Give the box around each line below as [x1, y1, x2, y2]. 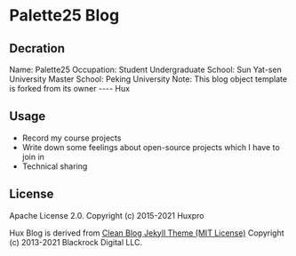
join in [21, 151, 44, 162]
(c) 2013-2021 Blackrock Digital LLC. [9, 236, 143, 247]
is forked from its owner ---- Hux [9, 84, 131, 93]
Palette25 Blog [9, 5, 120, 26]
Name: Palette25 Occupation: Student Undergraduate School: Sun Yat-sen [9, 64, 282, 75]
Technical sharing [21, 161, 88, 172]
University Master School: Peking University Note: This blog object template [9, 74, 287, 84]
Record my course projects [21, 132, 122, 143]
